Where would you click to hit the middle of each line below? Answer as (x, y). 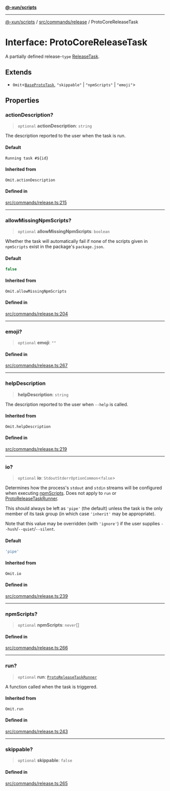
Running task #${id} (27, 158)
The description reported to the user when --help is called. (67, 404)
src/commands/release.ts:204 (37, 313)
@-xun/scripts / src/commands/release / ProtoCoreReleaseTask (72, 22)
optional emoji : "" (37, 343)
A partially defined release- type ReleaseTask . (52, 56)
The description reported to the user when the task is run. (66, 136)
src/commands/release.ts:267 (36, 366)
